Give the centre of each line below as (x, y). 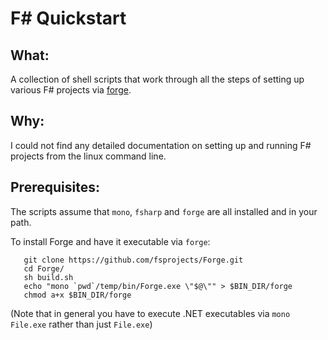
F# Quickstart (68, 18)
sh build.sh (48, 277)
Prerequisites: (55, 187)
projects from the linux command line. (88, 156)
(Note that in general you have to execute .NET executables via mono (150, 313)
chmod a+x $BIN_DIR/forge (77, 295)
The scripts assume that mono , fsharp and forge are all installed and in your (164, 211)
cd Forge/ (44, 268)
